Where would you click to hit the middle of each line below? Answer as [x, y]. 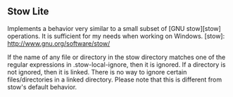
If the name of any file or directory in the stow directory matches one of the [116, 57]
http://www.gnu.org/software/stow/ [59, 43]
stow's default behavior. [42, 86]
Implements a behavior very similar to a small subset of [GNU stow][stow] [114, 28]
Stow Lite [28, 12]
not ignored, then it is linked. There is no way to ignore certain [97, 72]
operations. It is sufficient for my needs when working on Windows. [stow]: [116, 36]
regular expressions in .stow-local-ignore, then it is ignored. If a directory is [116, 64]
